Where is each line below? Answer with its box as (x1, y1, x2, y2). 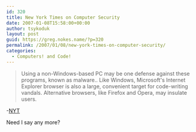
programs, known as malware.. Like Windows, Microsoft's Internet (21, 76, 186, 83)
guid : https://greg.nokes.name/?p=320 (6, 37, 104, 43)
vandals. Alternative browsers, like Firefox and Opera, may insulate (21, 89, 188, 96)
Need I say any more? (6, 118, 60, 126)
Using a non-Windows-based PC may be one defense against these (21, 70, 190, 77)
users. (21, 95, 37, 103)
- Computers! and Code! (11, 53, 71, 59)
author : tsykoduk (6, 25, 50, 32)
